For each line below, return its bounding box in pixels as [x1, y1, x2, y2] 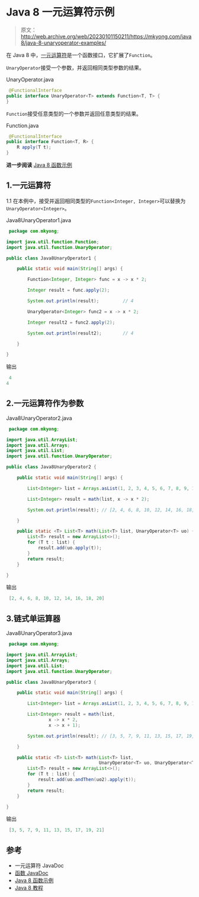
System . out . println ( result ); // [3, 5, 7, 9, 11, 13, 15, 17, [27, 733, 184, 739]
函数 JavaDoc [14, 870, 49, 877]
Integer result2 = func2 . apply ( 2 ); [27, 319, 115, 326]
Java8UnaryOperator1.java [6, 216, 71, 223]
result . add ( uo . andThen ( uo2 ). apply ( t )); [37, 776, 136, 782]
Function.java [6, 122, 39, 129]
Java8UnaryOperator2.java [6, 414, 72, 422]
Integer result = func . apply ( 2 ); [27, 288, 110, 293]
